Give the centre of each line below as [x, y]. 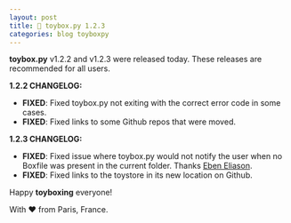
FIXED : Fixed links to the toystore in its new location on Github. [137, 175]
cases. [34, 113]
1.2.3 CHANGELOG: [46, 139]
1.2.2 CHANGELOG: [46, 86]
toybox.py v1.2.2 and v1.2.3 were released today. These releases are [136, 60]
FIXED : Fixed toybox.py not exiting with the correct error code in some [151, 103]
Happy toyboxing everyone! [61, 193]
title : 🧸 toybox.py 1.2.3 [57, 26]
